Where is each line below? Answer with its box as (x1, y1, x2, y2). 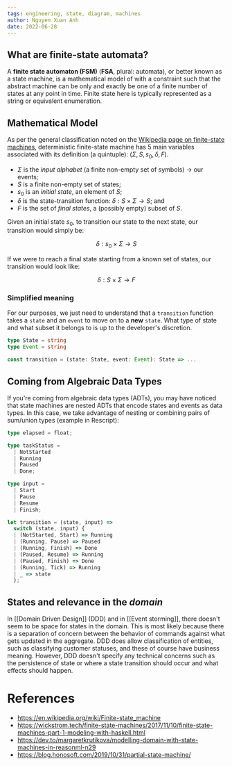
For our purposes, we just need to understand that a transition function (7, 309, 214, 317)
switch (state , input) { (13, 525, 85, 532)
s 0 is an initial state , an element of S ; (17, 187, 123, 197)
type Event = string (7, 343, 67, 351)
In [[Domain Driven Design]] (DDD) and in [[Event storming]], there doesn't (7, 614, 220, 623)
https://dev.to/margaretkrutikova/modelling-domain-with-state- (17, 736, 199, 744)
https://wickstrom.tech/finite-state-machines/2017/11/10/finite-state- (17, 721, 213, 730)
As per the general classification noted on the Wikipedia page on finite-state (7, 136, 225, 143)
